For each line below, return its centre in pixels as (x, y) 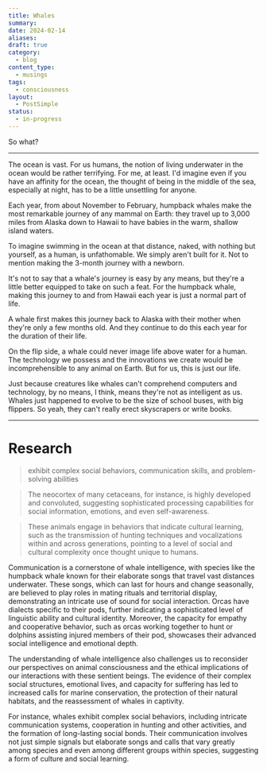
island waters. (31, 231)
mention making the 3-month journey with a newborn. (97, 262)
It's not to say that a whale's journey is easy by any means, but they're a (126, 278)
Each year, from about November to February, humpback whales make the (130, 205)
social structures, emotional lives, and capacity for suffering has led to (123, 684)
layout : (21, 97)
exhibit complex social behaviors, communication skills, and (126, 471)
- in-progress (39, 119)
